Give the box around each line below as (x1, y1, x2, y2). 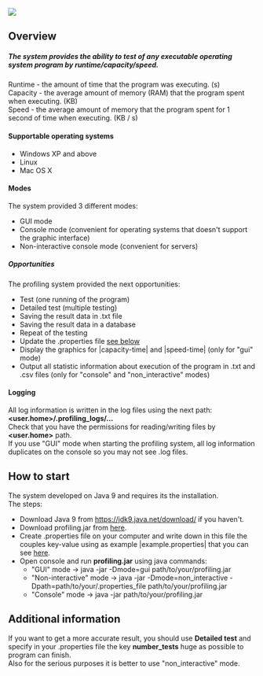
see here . (19, 548, 51, 557)
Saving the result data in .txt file (19, 311, 123, 320)
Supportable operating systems (8, 131, 114, 141)
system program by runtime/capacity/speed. (8, 60, 159, 69)
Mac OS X (19, 165, 53, 175)
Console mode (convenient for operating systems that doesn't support (19, 224, 248, 234)
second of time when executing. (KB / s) (8, 113, 139, 123)
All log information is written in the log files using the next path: (8, 405, 213, 415)
